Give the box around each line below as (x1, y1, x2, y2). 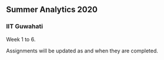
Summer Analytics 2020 (6, 5, 98, 15)
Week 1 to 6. (6, 35, 36, 43)
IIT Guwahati (6, 22, 43, 31)
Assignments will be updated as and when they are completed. (6, 47, 159, 54)
